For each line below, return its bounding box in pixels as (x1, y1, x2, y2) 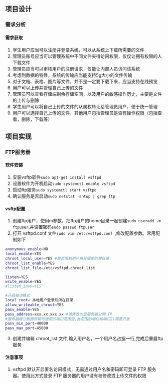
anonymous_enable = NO (5, 246, 49, 252)
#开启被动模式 (5, 293, 30, 298)
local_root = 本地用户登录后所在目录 (5, 298, 74, 303)
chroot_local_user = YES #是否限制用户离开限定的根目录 (5, 256, 109, 261)
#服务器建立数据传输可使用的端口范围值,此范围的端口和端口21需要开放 (5, 316, 130, 322)
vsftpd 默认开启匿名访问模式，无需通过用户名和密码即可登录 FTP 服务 (12, 366, 156, 372)
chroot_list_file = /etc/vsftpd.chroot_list (5, 265, 95, 271)
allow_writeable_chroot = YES (5, 302, 64, 307)
